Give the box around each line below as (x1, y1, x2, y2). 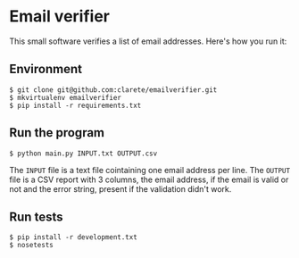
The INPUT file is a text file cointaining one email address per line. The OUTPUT (9, 164, 291, 175)
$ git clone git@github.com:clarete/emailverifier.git (9, 85, 218, 95)
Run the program (9, 125, 105, 140)
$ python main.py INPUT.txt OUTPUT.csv (9, 149, 158, 158)
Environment (9, 62, 83, 77)
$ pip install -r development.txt (9, 233, 138, 242)
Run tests (9, 209, 63, 224)
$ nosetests (9, 241, 54, 250)
